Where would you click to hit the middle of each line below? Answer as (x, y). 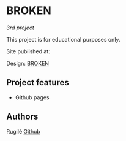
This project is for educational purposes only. (63, 39)
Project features (38, 82)
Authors (22, 117)
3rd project (20, 28)
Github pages (32, 97)
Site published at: (28, 51)
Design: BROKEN (28, 63)
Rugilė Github (24, 131)
